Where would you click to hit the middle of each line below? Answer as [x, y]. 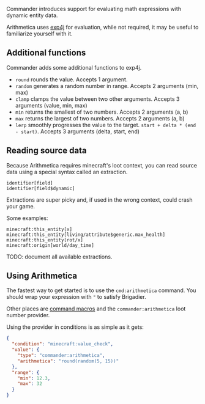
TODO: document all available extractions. [59, 257]
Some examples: [27, 218]
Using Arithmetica [42, 276]
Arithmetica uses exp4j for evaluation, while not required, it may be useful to [102, 27]
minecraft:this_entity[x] [39, 229]
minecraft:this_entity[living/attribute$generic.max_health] [86, 235]
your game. [21, 206]
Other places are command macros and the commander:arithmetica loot [96, 309]
